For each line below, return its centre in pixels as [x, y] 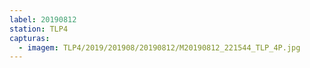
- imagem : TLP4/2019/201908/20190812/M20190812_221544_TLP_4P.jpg [159, 47]
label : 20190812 [43, 19]
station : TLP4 [39, 29]
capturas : [30, 38]
